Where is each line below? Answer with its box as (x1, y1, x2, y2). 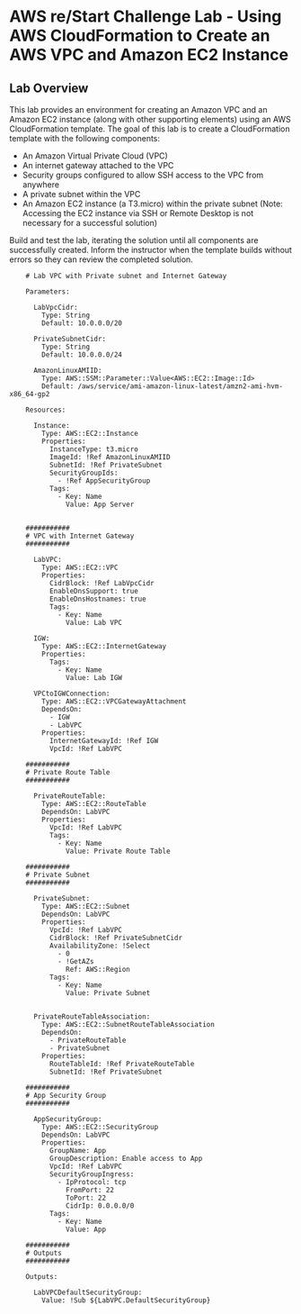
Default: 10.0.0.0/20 (41, 319, 123, 328)
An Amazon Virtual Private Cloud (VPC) (22, 150, 168, 161)
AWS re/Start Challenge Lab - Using (9, 6, 282, 27)
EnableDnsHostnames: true (49, 594, 146, 603)
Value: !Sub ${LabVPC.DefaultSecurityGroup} (41, 1296, 211, 1305)
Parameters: (25, 287, 70, 296)
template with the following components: (9, 133, 160, 143)
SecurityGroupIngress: (49, 1170, 135, 1179)
